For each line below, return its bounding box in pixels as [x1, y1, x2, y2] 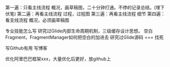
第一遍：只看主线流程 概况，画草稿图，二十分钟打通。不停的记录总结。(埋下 [5, 5, 165, 10]
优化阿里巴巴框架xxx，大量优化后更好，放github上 [5, 56, 111, 62]
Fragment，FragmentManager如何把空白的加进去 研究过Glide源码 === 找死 [5, 35, 164, 40]
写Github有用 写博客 [5, 45, 47, 51]
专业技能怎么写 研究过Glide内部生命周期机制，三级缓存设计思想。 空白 [5, 28, 153, 34]
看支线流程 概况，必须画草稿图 [5, 17, 69, 23]
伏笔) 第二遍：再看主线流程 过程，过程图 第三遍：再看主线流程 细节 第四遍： [5, 11, 165, 17]
